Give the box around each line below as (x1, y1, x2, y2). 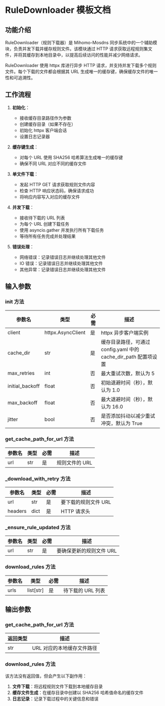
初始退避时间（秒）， (101, 379, 148, 386)
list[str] (27, 587, 44, 594)
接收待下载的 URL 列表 (19, 215, 65, 221)
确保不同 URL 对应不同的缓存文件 (19, 161, 87, 167)
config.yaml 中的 (101, 346, 139, 353)
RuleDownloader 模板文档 (5, 4, 111, 16)
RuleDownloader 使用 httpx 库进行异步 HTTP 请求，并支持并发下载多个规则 (5, 63, 157, 68)
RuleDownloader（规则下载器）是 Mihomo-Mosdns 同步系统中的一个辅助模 (5, 40, 157, 45)
